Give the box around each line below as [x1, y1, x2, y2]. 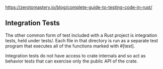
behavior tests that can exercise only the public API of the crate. [5, 58, 138, 64]
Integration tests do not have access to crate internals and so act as [5, 52, 146, 58]
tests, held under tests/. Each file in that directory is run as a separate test [5, 37, 158, 43]
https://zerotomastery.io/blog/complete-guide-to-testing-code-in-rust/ [5, 5, 152, 10]
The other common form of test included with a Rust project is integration [5, 32, 157, 38]
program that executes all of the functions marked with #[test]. [5, 43, 135, 49]
